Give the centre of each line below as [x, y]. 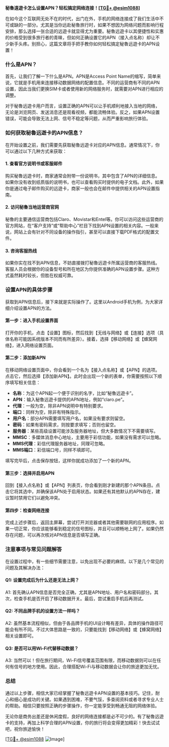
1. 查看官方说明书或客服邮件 [34, 164]
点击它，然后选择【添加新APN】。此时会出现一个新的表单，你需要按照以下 [81, 376]
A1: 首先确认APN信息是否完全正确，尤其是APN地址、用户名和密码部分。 [80, 592]
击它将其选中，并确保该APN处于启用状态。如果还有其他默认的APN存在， [80, 491]
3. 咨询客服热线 [21, 251]
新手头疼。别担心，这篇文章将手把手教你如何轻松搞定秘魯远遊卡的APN [82, 44]
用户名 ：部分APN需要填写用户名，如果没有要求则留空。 [70, 418]
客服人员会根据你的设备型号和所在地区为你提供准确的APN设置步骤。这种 [80, 269]
